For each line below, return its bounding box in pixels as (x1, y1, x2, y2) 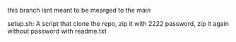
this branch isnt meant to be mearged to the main (7, 6, 151, 14)
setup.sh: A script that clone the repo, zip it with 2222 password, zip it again (7, 20, 230, 27)
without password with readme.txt (7, 27, 107, 35)
